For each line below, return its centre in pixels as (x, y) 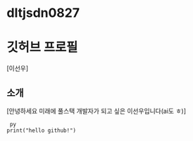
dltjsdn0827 (43, 13)
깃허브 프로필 (42, 48)
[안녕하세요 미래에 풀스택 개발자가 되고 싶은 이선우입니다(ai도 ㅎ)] (96, 111)
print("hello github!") (42, 130)
